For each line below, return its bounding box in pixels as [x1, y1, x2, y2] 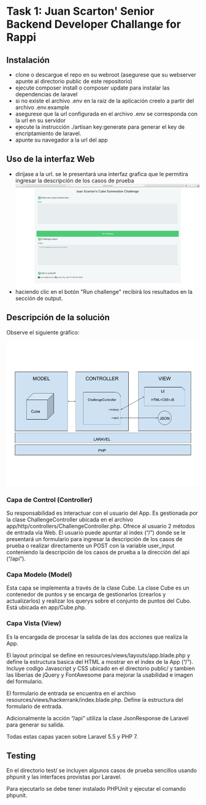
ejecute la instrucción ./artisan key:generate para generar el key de [15, 123, 185, 130]
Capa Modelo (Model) [6, 570, 72, 579]
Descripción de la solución [6, 312, 110, 323]
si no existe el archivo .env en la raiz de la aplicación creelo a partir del [15, 97, 194, 104]
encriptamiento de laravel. [15, 130, 82, 137]
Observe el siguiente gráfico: [6, 328, 80, 336]
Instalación [6, 55, 50, 65]
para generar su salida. [6, 721, 65, 728]
